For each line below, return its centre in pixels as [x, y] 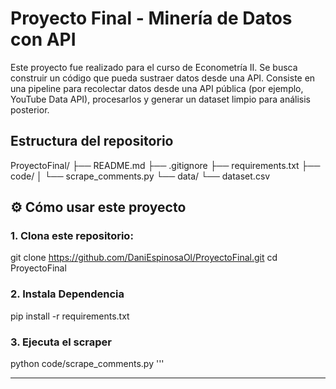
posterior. [30, 109]
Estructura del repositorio [92, 141]
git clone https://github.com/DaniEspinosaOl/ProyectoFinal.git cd [144, 258]
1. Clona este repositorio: [72, 236]
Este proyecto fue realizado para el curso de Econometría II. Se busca [154, 67]
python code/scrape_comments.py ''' [87, 364]
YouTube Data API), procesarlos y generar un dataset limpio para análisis [160, 99]
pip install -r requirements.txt [70, 316]
